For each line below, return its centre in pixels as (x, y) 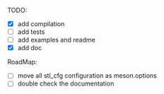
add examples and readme (56, 40)
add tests (31, 32)
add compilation (41, 24)
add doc (30, 48)
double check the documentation (66, 83)
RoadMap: (22, 62)
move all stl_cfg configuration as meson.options (87, 76)
